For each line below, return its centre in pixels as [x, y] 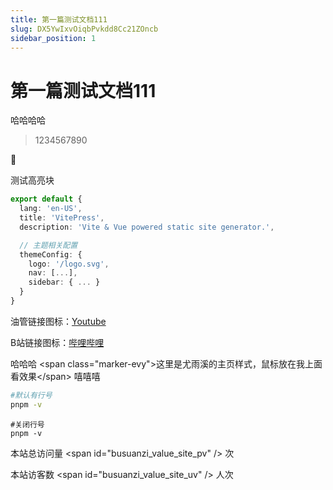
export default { [46, 199]
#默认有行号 [31, 395]
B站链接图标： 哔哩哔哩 [57, 342]
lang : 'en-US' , [51, 209]
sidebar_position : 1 [53, 38]
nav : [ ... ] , [53, 273]
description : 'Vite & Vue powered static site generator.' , [147, 227]
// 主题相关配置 [48, 245]
